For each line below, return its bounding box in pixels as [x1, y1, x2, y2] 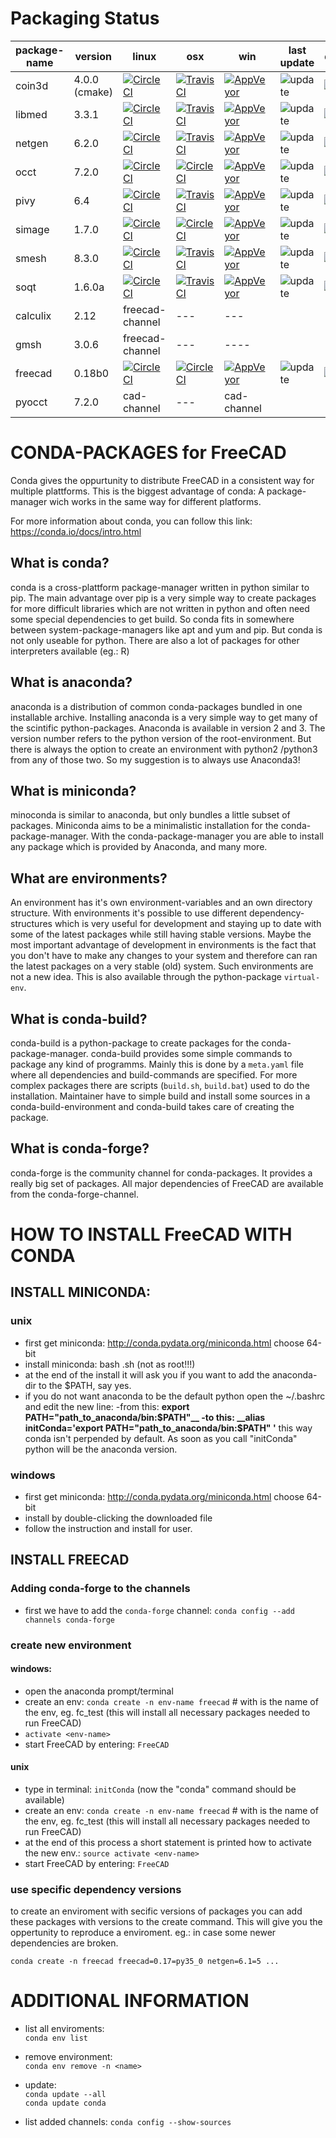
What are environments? [10, 870, 168, 887]
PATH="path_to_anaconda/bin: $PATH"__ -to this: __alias [24, 1411, 266, 1423]
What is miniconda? [10, 782, 137, 799]
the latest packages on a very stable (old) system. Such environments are [10, 960, 314, 972]
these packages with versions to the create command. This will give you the [10, 1916, 323, 1928]
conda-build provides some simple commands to [90, 1047, 293, 1059]
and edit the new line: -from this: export [24, 1400, 190, 1412]
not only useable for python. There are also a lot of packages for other [10, 634, 300, 646]
